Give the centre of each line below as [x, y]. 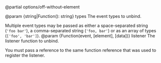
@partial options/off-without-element [43, 7]
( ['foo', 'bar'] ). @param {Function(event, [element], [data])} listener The [80, 36]
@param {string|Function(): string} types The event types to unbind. [73, 16]
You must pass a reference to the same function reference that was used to [81, 50]
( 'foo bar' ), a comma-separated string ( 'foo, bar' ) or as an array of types [81, 31]
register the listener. [25, 55]
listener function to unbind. [32, 41]
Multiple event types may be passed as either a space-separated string [77, 25]
